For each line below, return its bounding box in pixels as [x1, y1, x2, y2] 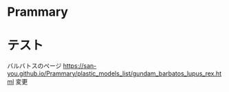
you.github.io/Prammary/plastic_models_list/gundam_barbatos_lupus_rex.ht [7, 69, 222, 78]
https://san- [63, 62, 97, 70]
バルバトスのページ [7, 62, 62, 70]
